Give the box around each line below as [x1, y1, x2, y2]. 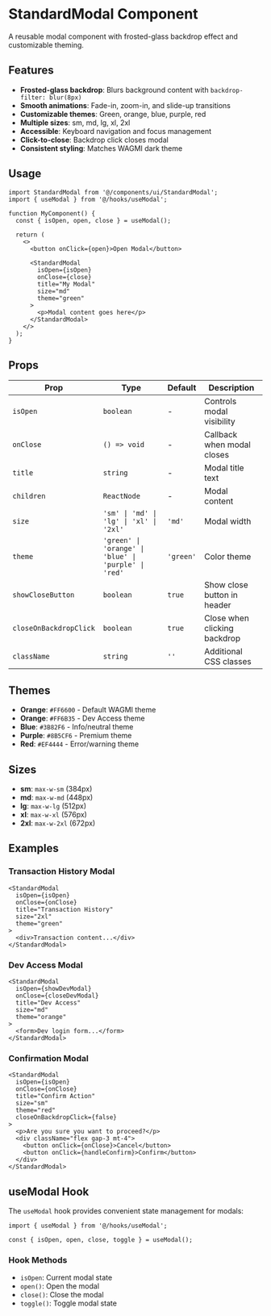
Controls [204, 396, 237, 407]
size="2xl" [15, 913, 52, 921]
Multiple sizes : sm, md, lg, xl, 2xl [19, 118, 131, 127]
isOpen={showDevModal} [15, 984, 92, 992]
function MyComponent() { [8, 209, 95, 218]
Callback [204, 429, 238, 441]
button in [204, 590, 238, 601]
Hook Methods [8, 1255, 68, 1266]
